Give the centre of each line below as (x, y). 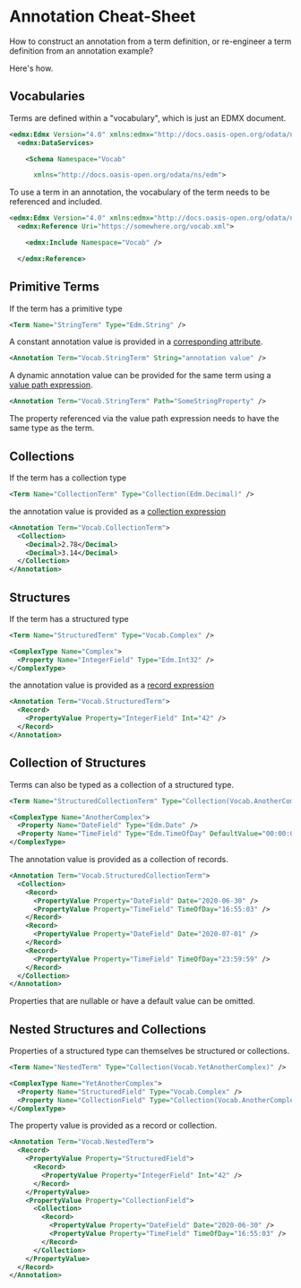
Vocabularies (47, 96)
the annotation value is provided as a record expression (112, 685)
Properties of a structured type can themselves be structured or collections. (150, 1051)
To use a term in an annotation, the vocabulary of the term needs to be (140, 192)
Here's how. (31, 68)
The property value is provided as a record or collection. (113, 1126)
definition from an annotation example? (82, 50)
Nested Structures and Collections (108, 1029)
